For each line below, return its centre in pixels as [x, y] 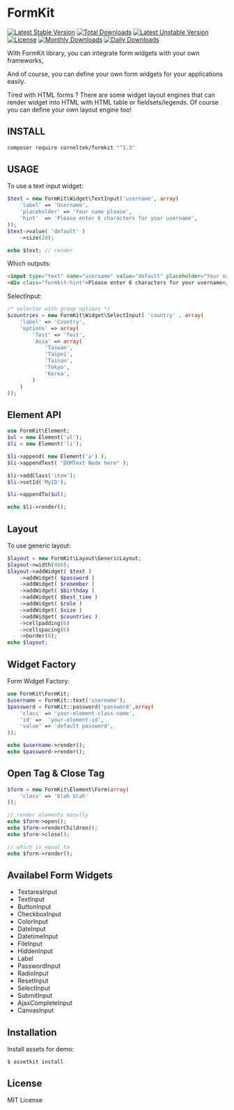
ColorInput [33, 922]
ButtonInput [34, 907]
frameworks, [25, 60]
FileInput [30, 944]
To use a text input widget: [45, 186]
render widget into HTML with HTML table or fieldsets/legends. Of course [113, 102]
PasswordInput [39, 966]
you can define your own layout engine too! [70, 109]
